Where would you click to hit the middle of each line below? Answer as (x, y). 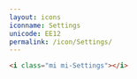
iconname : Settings (45, 25)
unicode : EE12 (35, 33)
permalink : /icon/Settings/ (61, 42)
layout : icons (35, 17)
